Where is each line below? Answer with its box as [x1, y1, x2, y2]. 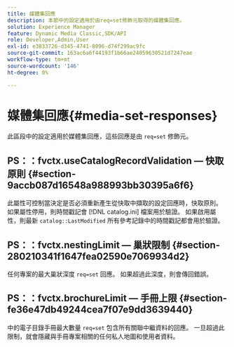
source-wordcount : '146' [7, 63, 80, 70]
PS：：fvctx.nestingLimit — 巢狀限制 [7, 239, 170, 251]
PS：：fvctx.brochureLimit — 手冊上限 [7, 292, 177, 304]
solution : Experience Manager [7, 23, 96, 30]
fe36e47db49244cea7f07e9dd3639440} [7, 303, 193, 316]
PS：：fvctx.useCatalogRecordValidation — [7, 155, 204, 166]
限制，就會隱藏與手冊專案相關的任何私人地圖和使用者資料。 [7, 332, 179, 341]
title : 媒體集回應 [7, 10, 56, 18]
